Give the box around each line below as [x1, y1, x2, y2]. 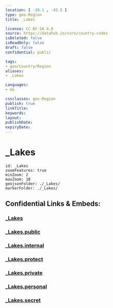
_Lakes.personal [5, 283, 47, 290]
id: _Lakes [5, 163, 29, 169]
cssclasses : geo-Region [5, 96, 56, 101]
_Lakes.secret [5, 296, 41, 303]
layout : [5, 115, 22, 120]
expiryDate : [5, 125, 31, 130]
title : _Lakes [5, 17, 36, 22]
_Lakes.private [5, 269, 43, 276]
